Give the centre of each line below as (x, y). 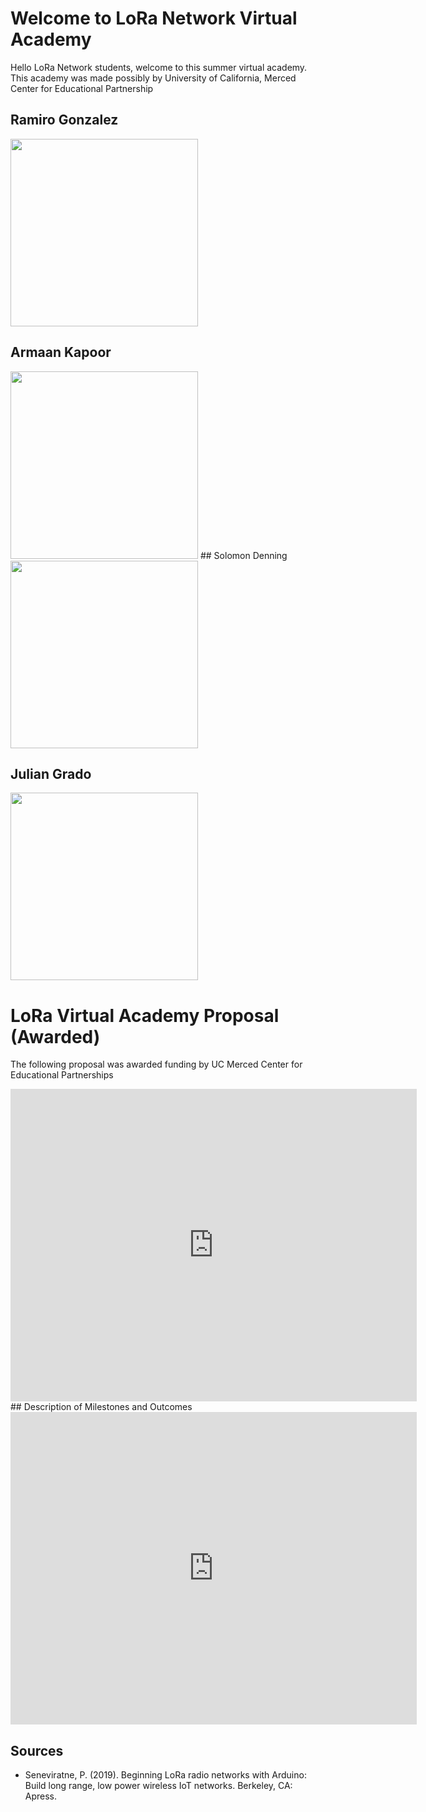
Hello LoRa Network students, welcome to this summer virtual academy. (159, 67)
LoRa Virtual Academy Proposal (145, 1015)
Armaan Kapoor (61, 352)
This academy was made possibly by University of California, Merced (153, 78)
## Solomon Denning (243, 555)
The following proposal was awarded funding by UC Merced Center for (156, 1064)
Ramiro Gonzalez (64, 120)
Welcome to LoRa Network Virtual (154, 18)
